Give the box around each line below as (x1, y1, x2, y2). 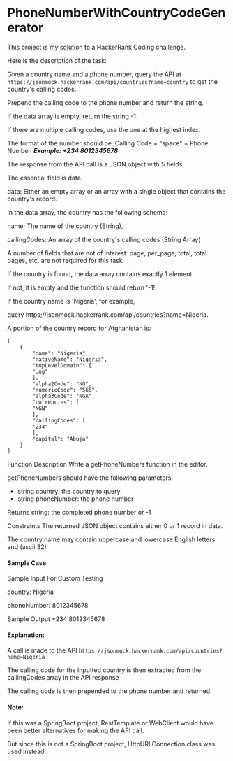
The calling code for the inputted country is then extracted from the (7, 666, 202, 674)
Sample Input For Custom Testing (7, 574, 103, 583)
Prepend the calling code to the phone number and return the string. (7, 98, 204, 106)
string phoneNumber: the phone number (17, 495, 134, 503)
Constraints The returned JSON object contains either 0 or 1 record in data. (7, 521, 223, 529)
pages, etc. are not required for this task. (7, 256, 125, 264)
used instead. (7, 747, 47, 755)
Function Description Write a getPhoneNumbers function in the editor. (7, 460, 208, 468)
